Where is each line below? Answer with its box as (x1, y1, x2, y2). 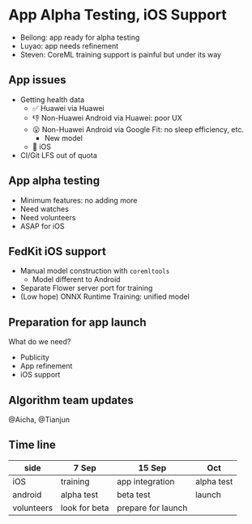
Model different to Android (32, 275, 121, 284)
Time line (8, 438, 57, 452)
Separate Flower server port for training (19, 283, 153, 293)
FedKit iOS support (8, 245, 107, 258)
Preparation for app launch (8, 315, 147, 329)
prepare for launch (117, 502, 188, 513)
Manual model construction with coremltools (19, 266, 170, 276)
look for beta (60, 502, 109, 513)
